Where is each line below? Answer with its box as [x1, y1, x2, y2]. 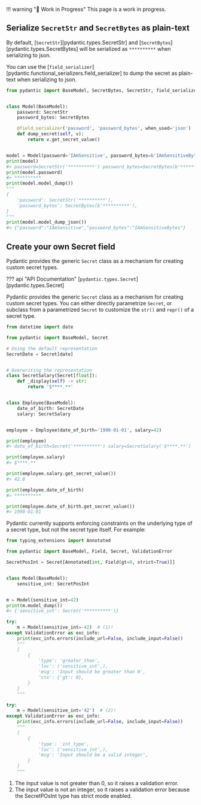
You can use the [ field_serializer [6, 63, 93, 70]
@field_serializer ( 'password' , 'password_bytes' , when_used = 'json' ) [17, 126, 191, 132]
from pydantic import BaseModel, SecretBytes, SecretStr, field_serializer [6, 87, 199, 93]
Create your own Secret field [6, 241, 115, 251]
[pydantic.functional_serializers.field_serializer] [6, 69, 123, 77]
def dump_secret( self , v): [17, 131, 84, 137]
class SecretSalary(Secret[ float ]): [6, 373, 98, 379]
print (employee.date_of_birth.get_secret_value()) [6, 503, 135, 509]
